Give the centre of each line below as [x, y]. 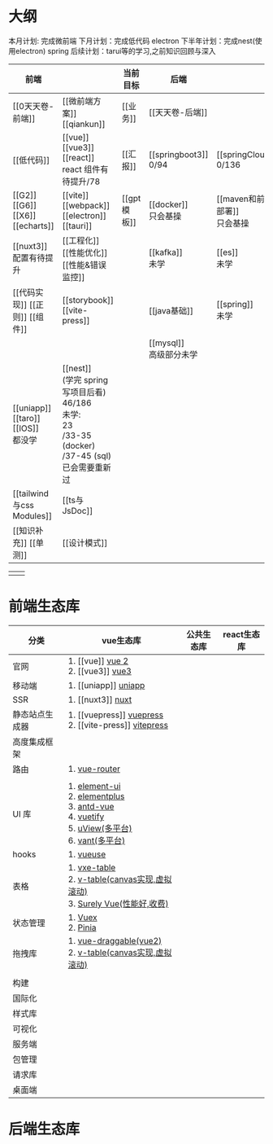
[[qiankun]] [84, 124]
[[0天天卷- [33, 106]
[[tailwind [30, 493]
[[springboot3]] [179, 154]
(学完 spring [85, 379]
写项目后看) [84, 392]
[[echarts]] [33, 226]
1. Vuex [82, 917]
